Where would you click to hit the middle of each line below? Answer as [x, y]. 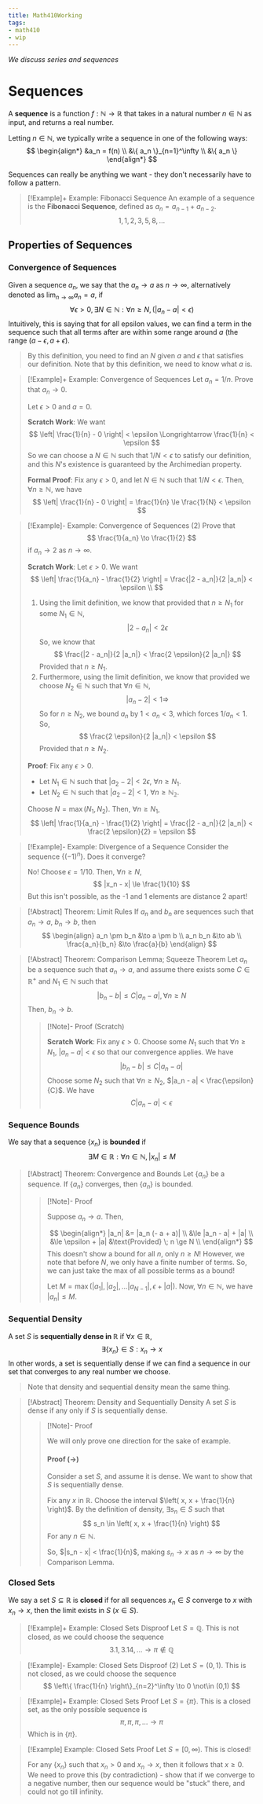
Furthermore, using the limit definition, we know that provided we [144, 676]
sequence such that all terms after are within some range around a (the [123, 332]
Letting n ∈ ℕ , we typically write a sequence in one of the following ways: [128, 138]
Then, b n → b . [50, 1010]
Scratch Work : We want [66, 422]
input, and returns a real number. [61, 123]
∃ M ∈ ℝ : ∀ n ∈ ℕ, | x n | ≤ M [132, 1157]
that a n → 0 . [47, 390]
